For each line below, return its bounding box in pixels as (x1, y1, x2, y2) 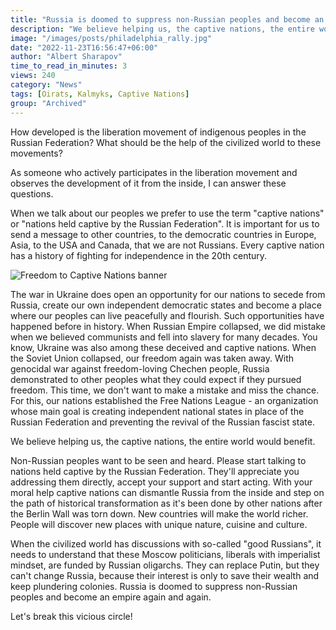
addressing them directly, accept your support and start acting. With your (10, 476, 313, 488)
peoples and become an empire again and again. (10, 591, 212, 603)
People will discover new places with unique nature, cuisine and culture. (10, 518, 308, 530)
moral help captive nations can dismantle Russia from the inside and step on (10, 486, 325, 498)
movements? (10, 147, 63, 159)
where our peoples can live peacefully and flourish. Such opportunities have (10, 309, 325, 321)
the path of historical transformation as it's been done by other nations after (10, 497, 323, 509)
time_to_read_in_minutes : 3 (10, 61, 128, 71)
